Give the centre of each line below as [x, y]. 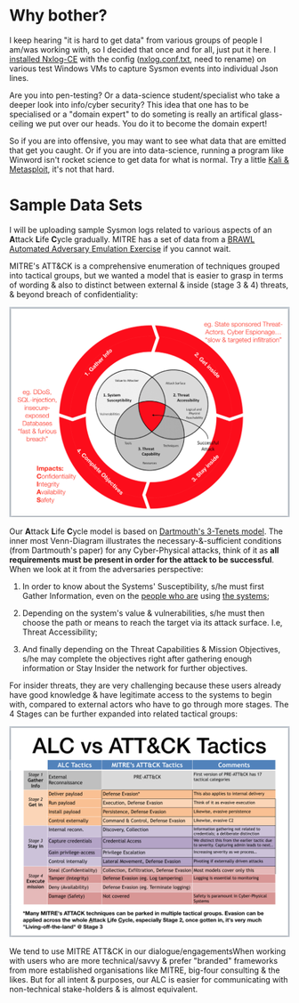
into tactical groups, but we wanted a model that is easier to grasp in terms [146, 275]
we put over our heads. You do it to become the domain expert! [151, 123]
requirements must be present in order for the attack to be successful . [141, 560]
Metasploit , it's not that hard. [62, 169]
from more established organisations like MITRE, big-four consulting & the [145, 970]
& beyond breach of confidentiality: [74, 294]
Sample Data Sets [76, 205]
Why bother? [58, 16]
